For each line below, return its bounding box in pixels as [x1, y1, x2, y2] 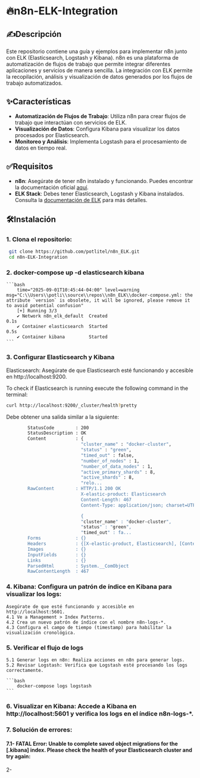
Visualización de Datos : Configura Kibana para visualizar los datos [14, 125, 180, 132]
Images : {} [27, 546, 86, 552]
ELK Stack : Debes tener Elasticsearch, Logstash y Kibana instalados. [14, 190, 185, 197]
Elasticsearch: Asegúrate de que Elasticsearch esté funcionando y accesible [6, 367, 193, 374]
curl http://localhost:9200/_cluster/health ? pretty [6, 402, 137, 408]
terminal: [6, 390, 28, 398]
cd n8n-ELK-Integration [8, 255, 68, 261]
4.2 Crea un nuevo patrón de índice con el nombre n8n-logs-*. [6, 619, 167, 625]
